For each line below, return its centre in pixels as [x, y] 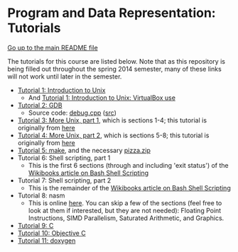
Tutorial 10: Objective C [52, 233]
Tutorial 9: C [36, 225]
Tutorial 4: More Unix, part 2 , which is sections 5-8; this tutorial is [113, 135]
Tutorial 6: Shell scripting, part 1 [64, 158]
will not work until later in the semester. [65, 76]
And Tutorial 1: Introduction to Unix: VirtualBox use [102, 98]
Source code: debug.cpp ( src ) [72, 113]
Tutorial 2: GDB [40, 105]
